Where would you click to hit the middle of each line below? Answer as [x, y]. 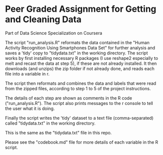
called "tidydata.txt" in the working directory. [50, 123]
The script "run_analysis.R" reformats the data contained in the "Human [77, 42]
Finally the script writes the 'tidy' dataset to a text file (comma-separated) [79, 118]
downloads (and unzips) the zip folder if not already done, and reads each [80, 68]
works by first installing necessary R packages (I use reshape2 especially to [81, 58]
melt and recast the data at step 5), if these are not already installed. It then [81, 63]
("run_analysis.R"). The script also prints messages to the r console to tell [79, 103]
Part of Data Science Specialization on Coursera [54, 33]
